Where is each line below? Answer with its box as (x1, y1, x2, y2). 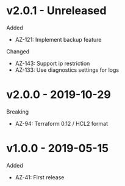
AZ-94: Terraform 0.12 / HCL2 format (15, 120, 109, 127)
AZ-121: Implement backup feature (15, 36, 102, 43)
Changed (6, 47, 29, 55)
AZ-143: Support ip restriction (15, 60, 90, 67)
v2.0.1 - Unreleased (6, 4, 107, 18)
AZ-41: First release (15, 173, 65, 181)
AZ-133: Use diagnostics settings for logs (15, 66, 120, 74)
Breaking (6, 108, 29, 115)
